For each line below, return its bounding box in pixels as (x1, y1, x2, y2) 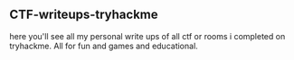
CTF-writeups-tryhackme (9, 7, 158, 22)
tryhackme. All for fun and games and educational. (9, 40, 199, 51)
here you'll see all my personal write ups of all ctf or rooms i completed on (9, 30, 286, 41)
